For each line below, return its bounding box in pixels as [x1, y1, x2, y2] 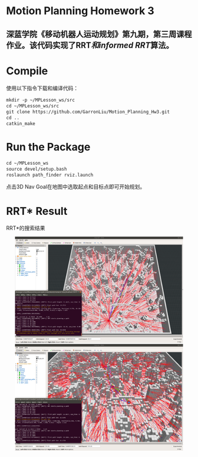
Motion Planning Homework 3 [6, 4, 154, 18]
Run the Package [6, 140, 91, 154]
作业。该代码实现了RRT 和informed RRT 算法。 [6, 40, 174, 50]
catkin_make [6, 120, 35, 126]
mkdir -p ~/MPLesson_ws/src [6, 97, 75, 103]
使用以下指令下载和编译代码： [6, 84, 78, 92]
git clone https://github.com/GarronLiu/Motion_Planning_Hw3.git [6, 109, 170, 115]
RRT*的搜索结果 [6, 224, 45, 231]
